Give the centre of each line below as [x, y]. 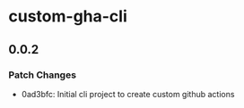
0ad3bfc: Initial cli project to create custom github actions [128, 94]
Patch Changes [43, 75]
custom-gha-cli [68, 17]
